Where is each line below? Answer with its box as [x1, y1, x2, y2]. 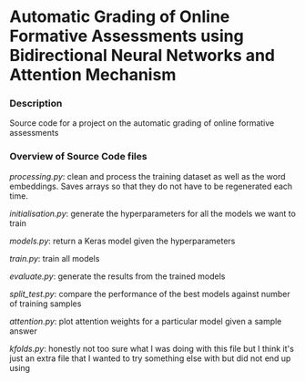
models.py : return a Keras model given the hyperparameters [9, 235, 236, 246]
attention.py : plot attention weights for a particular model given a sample [9, 315, 282, 326]
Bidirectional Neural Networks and [9, 46, 276, 66]
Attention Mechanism [9, 65, 177, 86]
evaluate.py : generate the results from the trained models [9, 271, 226, 282]
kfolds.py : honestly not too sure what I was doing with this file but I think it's [9, 343, 294, 354]
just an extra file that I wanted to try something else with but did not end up [9, 353, 291, 364]
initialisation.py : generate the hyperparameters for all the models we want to [9, 208, 296, 219]
